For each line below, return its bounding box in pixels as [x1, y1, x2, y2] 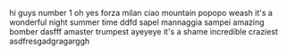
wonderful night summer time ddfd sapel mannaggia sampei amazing [9, 17, 265, 27]
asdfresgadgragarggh [9, 35, 90, 46]
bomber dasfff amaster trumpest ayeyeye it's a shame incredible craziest [9, 27, 279, 36]
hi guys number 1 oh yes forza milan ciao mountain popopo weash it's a [9, 8, 273, 18]
